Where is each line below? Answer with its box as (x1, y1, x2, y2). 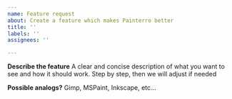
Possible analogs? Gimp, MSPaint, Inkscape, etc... (7, 83, 156, 92)
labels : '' (7, 30, 40, 37)
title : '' (7, 23, 37, 30)
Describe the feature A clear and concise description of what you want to (7, 62, 225, 71)
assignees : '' (7, 37, 50, 44)
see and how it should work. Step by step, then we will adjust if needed (7, 70, 217, 78)
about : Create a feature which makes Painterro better (7, 17, 174, 24)
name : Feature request (7, 10, 75, 18)
